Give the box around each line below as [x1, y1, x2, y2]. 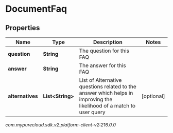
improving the [79, 96, 113, 103]
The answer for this [79, 62, 126, 69]
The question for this [79, 47, 130, 54]
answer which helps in [79, 90, 133, 96]
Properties [5, 24, 40, 32]
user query [79, 108, 106, 116]
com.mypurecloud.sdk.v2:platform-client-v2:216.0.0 [5, 122, 116, 128]
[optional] [141, 93, 165, 100]
